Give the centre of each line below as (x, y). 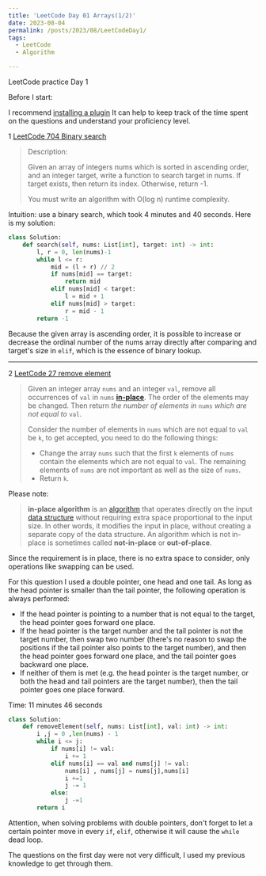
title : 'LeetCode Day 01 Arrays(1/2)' (72, 15)
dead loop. (26, 840)
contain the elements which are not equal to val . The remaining (143, 461)
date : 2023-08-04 (37, 23)
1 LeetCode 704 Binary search (57, 136)
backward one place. (54, 664)
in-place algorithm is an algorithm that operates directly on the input (140, 508)
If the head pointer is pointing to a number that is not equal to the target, (137, 614)
